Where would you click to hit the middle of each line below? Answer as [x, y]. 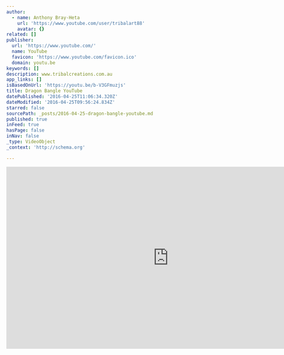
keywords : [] [23, 68]
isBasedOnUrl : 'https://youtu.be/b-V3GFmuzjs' [66, 86]
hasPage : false [25, 130]
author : [16, 12]
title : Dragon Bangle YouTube [45, 91]
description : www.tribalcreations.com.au [59, 74]
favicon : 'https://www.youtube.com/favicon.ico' [74, 57]
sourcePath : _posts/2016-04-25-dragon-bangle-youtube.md [80, 113]
